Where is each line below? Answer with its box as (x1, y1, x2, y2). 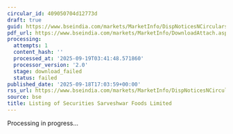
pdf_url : (7, 29, 33, 37)
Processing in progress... (7, 119, 78, 127)
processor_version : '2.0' (13, 61, 89, 68)
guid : (7, 23, 23, 30)
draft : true (7, 17, 42, 23)
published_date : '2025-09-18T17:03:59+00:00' (7, 81, 141, 88)
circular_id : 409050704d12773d (7, 10, 98, 17)
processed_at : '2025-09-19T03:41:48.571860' (13, 55, 144, 62)
